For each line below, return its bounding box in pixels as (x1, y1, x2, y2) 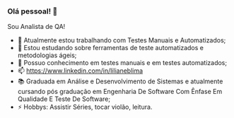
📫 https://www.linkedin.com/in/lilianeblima (17, 66, 144, 75)
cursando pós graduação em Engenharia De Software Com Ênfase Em (17, 88, 223, 96)
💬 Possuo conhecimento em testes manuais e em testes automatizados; (17, 59, 228, 67)
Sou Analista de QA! (7, 23, 66, 31)
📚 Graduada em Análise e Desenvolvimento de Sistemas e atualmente (17, 77, 223, 85)
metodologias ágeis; (17, 51, 77, 59)
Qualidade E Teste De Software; (17, 95, 111, 103)
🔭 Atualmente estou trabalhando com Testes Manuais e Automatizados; (17, 36, 226, 45)
